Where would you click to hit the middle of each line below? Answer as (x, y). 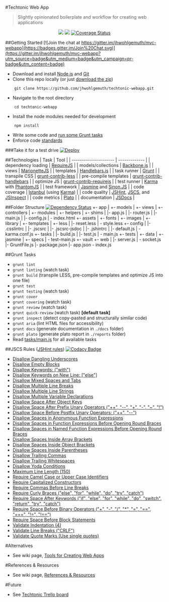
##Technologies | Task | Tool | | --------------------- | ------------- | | (78, 160)
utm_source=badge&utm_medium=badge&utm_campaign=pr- (69, 59)
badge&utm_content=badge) (35, 64)
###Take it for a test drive (32, 150)
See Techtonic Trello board (40, 594)
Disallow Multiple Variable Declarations (53, 396)
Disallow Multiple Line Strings (43, 391)
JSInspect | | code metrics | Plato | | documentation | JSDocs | (70, 197)
